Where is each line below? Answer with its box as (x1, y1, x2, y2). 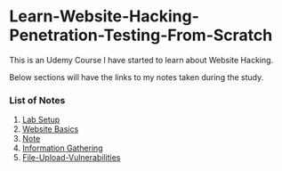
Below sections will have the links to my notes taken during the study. (9, 71, 264, 82)
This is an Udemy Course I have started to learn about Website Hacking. (9, 54, 274, 65)
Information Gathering (21, 142, 104, 153)
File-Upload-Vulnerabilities (21, 152, 121, 163)
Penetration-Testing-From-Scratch (9, 25, 273, 45)
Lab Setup (21, 114, 60, 126)
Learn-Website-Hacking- (9, 6, 200, 27)
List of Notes (9, 94, 66, 106)
